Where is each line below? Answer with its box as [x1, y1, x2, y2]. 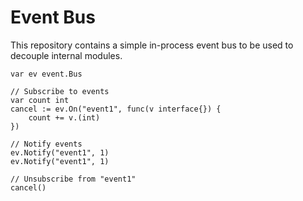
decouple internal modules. [10, 49, 123, 61]
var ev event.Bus [10, 69, 83, 79]
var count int [10, 95, 70, 105]
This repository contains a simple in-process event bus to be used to [10, 39, 294, 51]
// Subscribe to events [10, 86, 110, 96]
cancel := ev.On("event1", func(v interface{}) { [10, 104, 222, 114]
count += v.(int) [28, 112, 101, 123]
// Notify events [10, 139, 83, 149]
